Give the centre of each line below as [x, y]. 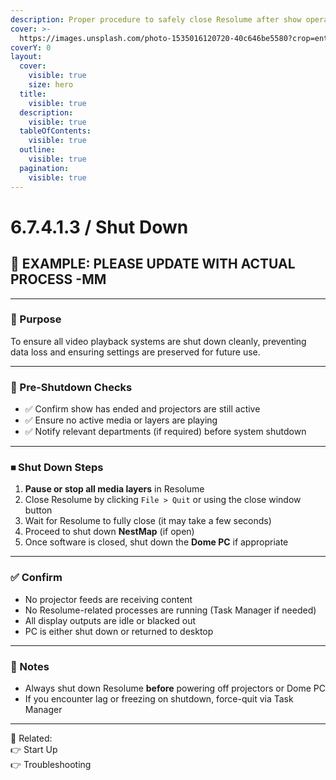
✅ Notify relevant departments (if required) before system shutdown [165, 432]
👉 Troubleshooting [51, 764]
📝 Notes [30, 666]
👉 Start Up [34, 749]
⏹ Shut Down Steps [57, 468]
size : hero [51, 85]
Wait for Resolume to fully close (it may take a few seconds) [148, 521]
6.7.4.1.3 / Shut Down [99, 227]
